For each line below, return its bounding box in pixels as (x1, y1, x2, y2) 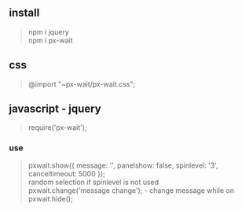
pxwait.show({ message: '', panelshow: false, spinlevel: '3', (27, 161, 218, 170)
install (9, 6, 40, 20)
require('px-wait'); (27, 123, 87, 132)
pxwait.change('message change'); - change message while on (27, 185, 235, 195)
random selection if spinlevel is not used (27, 177, 159, 187)
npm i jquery (27, 27, 69, 36)
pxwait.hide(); (27, 194, 73, 203)
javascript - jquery (9, 102, 101, 116)
